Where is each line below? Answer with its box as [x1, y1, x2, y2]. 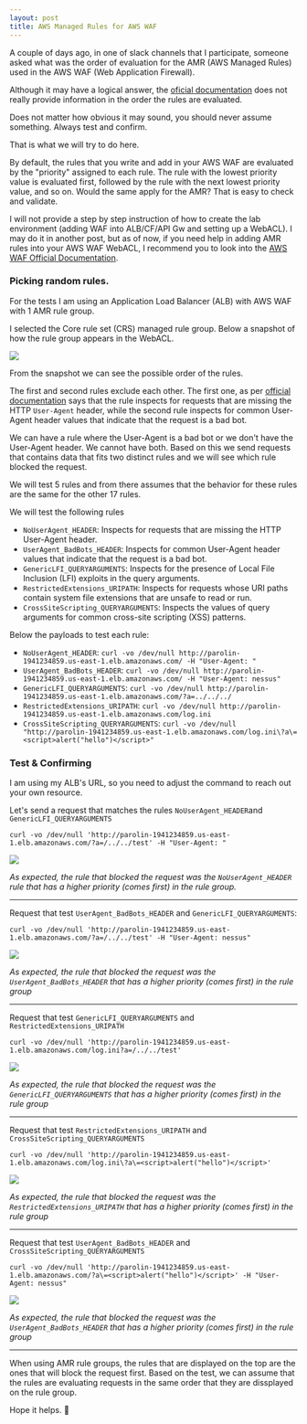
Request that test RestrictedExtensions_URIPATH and [9, 1125, 207, 1136]
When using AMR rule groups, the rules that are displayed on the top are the [9, 1358, 296, 1369]
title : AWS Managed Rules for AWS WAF [9, 22, 157, 31]
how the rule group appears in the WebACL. [9, 333, 175, 344]
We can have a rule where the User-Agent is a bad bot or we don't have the [9, 431, 294, 443]
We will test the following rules [9, 506, 125, 517]
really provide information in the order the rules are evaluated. [9, 93, 243, 105]
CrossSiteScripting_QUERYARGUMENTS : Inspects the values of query [22, 601, 270, 612]
